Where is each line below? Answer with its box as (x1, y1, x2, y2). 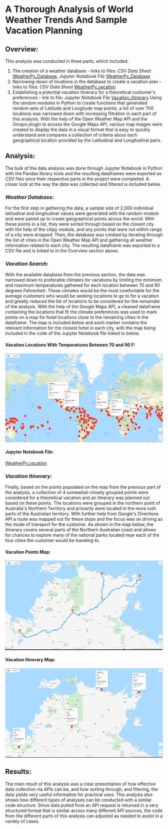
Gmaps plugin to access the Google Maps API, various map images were (12, 122, 162, 127)
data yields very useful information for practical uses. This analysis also (5, 791, 153, 797)
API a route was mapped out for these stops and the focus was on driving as (5, 516, 163, 522)
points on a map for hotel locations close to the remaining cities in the (5, 314, 148, 320)
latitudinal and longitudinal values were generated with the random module (5, 210, 159, 216)
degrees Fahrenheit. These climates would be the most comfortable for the (5, 288, 159, 294)
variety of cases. (5, 818, 40, 824)
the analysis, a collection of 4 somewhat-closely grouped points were (5, 490, 149, 496)
